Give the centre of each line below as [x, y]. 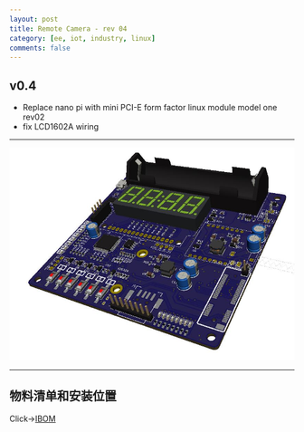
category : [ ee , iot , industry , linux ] [82, 38]
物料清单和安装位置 [63, 396]
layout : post [34, 19]
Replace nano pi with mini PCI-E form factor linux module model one [150, 108]
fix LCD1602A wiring [61, 127]
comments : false [40, 48]
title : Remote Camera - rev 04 [68, 29]
